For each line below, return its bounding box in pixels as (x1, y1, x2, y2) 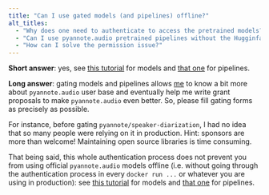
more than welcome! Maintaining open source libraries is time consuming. (8, 137, 252, 146)
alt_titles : (8, 19, 48, 27)
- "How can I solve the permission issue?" (15, 42, 163, 50)
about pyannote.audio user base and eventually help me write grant (8, 87, 231, 97)
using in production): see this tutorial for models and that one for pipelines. (8, 177, 255, 188)
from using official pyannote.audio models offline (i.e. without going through (8, 161, 259, 170)
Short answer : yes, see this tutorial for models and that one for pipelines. (8, 63, 251, 73)
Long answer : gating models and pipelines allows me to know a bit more (8, 79, 248, 89)
